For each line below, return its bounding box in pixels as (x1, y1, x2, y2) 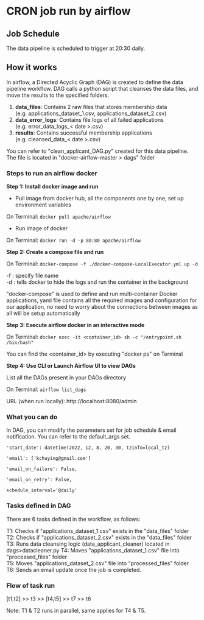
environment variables (15, 201, 72, 208)
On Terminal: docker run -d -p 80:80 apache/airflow (6, 236, 141, 244)
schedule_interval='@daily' (6, 487, 78, 494)
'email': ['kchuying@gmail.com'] (6, 456, 91, 462)
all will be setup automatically (6, 309, 80, 317)
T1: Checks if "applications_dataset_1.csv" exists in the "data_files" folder (6, 527, 189, 534)
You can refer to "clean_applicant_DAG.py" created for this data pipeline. (6, 147, 189, 155)
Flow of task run (6, 581, 55, 590)
